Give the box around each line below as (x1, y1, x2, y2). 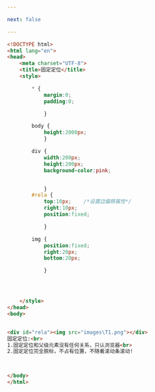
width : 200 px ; (43, 154, 81, 161)
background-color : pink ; (43, 167, 111, 174)
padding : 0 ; (43, 97, 75, 105)
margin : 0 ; (43, 91, 72, 98)
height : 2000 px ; (43, 129, 87, 136)
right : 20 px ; (43, 249, 78, 255)
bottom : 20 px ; (43, 255, 81, 262)
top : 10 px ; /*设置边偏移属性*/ (43, 198, 132, 205)
